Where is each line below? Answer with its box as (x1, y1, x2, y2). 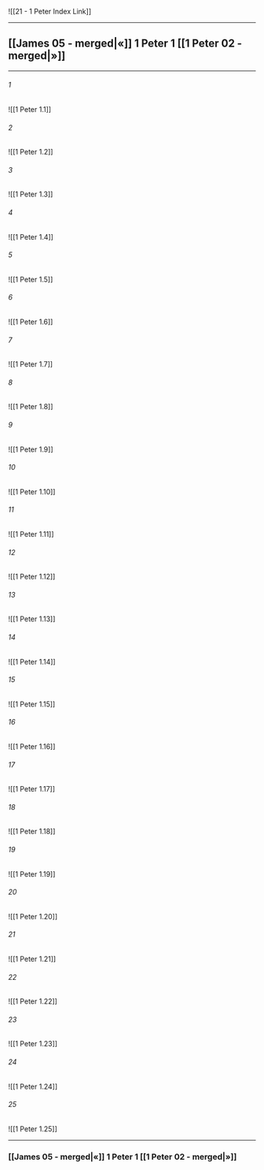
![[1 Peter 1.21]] (8, 954, 57, 964)
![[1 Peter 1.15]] (8, 699, 56, 709)
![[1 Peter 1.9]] (8, 445, 53, 454)
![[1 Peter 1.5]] (8, 274, 53, 284)
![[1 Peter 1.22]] (8, 997, 57, 1006)
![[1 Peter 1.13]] (8, 614, 56, 624)
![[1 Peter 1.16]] (8, 742, 56, 751)
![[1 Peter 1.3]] (8, 189, 53, 199)
